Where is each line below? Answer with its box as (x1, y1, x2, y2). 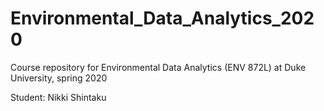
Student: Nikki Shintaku (10, 91, 107, 103)
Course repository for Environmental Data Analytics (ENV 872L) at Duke (10, 61, 307, 73)
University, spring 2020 (10, 72, 108, 84)
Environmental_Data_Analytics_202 (10, 7, 315, 30)
